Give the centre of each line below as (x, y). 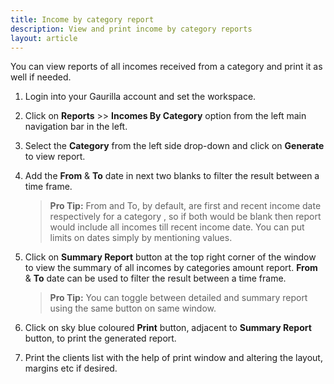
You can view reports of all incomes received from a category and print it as (166, 67)
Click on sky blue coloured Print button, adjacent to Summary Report (168, 328)
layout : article (44, 38)
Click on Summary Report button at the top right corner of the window (170, 257)
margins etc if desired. (71, 368)
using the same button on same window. (133, 308)
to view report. (55, 157)
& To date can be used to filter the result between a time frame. (155, 278)
